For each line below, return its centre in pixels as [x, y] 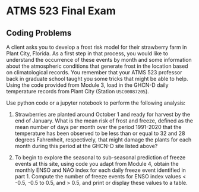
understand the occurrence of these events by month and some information [99, 60]
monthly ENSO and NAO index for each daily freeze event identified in [100, 170]
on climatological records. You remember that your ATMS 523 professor [94, 72]
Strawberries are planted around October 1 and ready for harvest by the [102, 114]
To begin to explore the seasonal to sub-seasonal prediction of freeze [100, 158]
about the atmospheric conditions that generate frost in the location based [97, 66]
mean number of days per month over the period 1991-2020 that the [98, 127]
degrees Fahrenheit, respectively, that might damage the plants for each [103, 140]
